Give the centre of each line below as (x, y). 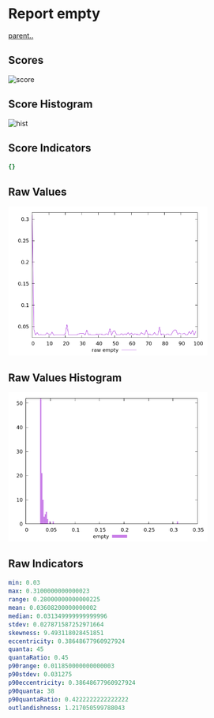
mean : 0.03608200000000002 (53, 608)
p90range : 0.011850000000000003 (61, 666)
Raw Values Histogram (65, 378)
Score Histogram (51, 105)
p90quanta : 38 (32, 691)
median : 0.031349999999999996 (58, 616)
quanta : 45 (26, 649)
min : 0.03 (24, 583)
